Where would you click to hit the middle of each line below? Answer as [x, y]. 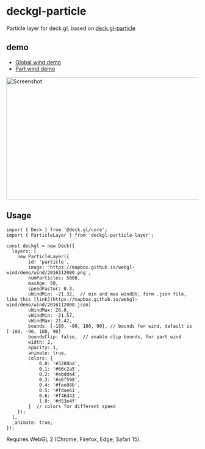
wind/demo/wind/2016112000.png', [49, 273]
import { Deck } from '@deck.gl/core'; [57, 230]
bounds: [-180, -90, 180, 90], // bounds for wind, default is [110, 326]
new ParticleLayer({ [43, 256]
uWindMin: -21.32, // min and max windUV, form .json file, [108, 294]
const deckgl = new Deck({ [41, 246]
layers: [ [24, 251]
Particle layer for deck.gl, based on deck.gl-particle [71, 28]
